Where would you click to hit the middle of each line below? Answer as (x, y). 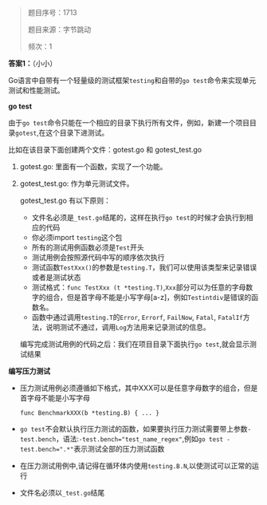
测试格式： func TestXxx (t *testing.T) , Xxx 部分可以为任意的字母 (139, 287)
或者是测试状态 (56, 277)
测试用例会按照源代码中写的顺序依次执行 (98, 257)
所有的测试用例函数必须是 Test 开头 (88, 247)
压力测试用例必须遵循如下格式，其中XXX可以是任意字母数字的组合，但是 (139, 388)
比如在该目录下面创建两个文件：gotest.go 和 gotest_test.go (105, 150)
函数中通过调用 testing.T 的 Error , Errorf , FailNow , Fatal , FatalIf (137, 317)
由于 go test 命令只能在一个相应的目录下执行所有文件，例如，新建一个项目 (129, 122)
